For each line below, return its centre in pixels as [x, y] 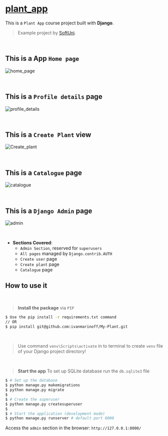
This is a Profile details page [54, 97]
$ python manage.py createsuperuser [44, 404]
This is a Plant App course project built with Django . [59, 23]
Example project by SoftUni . [47, 33]
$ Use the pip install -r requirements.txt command [61, 317]
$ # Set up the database [31, 381]
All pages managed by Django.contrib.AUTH [66, 254]
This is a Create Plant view [48, 134]
